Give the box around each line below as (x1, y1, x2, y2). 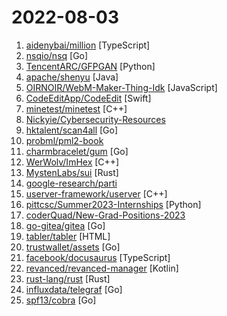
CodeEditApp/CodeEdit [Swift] (25, 92, 152, 104)
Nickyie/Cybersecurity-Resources (25, 113, 166, 125)
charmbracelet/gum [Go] (25, 145, 129, 157)
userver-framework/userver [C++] (25, 187, 168, 200)
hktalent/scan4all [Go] (25, 124, 119, 136)
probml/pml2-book (25, 134, 104, 146)
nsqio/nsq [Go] (25, 49, 89, 61)
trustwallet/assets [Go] (25, 241, 121, 253)
